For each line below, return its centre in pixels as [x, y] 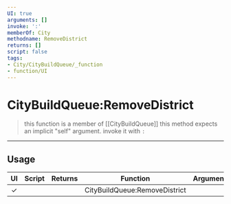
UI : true [20, 13]
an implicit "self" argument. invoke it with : [85, 131]
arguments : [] [27, 20]
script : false [27, 52]
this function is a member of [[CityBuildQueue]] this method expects [121, 124]
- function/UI [27, 71]
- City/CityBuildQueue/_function [55, 65]
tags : [15, 58]
